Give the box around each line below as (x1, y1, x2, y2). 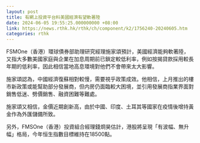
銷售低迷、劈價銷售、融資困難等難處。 (6, 91, 100, 98)
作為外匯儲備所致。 (11, 111, 58, 118)
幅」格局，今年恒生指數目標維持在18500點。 (6, 130, 115, 138)
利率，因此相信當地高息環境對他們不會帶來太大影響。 (26, 63, 158, 70)
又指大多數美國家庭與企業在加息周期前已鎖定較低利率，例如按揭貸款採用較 (6, 55, 189, 63)
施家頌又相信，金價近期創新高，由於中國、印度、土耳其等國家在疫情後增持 (6, 103, 189, 110)
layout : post (6, 8, 39, 15)
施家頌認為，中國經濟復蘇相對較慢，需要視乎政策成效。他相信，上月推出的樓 (6, 76, 194, 83)
